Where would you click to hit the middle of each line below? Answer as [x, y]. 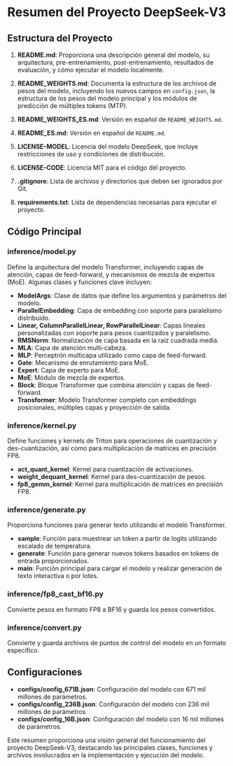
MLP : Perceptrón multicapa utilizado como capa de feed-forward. [112, 355]
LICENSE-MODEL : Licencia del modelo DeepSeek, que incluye [107, 147]
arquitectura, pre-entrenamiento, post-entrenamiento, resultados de [115, 62]
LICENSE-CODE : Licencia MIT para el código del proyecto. [102, 168]
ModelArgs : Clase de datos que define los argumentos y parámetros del [122, 295]
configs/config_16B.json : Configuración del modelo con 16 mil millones [121, 719]
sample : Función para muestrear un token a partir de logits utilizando [117, 539]
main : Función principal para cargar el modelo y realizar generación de [120, 568]
